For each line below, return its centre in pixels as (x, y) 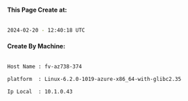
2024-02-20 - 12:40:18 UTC (46, 30)
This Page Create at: (37, 10)
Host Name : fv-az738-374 (44, 67)
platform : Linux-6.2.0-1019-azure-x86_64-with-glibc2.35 (94, 80)
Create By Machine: (36, 46)
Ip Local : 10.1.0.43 (40, 92)
